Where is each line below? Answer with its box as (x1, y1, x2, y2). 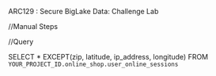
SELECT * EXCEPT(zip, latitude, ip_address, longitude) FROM (8, 52, 209, 61)
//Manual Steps (8, 22, 58, 31)
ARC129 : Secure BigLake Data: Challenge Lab (8, 7, 159, 16)
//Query (8, 37, 34, 46)
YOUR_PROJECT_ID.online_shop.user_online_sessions (8, 60, 179, 68)
